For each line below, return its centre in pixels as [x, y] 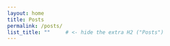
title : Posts [26, 20]
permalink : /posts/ [35, 26]
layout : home [26, 13]
